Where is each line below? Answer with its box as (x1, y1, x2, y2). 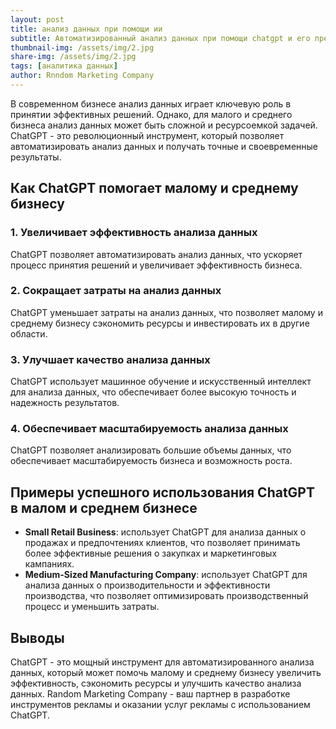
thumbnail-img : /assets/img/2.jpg (10, 42, 155, 53)
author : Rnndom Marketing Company (10, 71, 155, 81)
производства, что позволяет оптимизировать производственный (24, 590, 309, 602)
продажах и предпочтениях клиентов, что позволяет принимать (24, 537, 301, 549)
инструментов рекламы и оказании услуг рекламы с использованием (10, 699, 311, 711)
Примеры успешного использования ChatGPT (10, 484, 315, 501)
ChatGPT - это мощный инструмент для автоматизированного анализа (10, 656, 315, 668)
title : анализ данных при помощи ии (10, 24, 163, 34)
